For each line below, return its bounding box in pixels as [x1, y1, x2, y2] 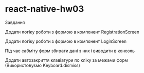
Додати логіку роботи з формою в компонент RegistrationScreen [5, 29, 140, 35]
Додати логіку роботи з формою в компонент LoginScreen [5, 38, 126, 44]
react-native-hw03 [5, 3, 84, 15]
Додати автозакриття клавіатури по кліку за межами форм [5, 57, 128, 63]
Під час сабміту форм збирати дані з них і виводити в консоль [5, 48, 135, 54]
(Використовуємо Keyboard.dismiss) [5, 62, 80, 68]
